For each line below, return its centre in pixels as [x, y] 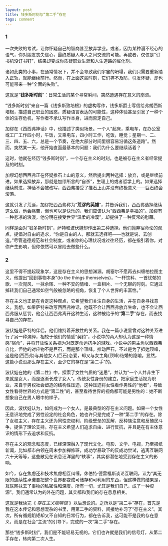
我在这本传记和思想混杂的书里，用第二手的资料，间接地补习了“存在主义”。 [82, 509]
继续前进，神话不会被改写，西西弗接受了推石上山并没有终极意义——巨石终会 [84, 187]
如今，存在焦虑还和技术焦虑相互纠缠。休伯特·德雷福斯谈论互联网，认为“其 [81, 473]
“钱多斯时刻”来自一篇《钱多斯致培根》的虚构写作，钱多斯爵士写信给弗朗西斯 [84, 105]
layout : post [19, 10]
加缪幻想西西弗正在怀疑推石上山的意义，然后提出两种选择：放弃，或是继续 [82, 175]
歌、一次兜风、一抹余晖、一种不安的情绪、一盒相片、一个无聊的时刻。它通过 [84, 284]
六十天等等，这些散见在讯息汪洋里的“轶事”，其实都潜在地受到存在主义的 [79, 456]
